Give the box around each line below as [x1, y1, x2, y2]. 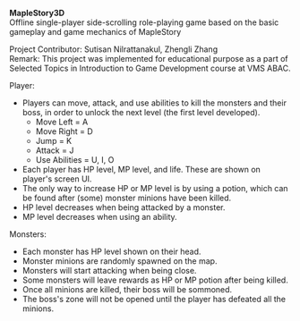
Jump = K [35, 136, 73, 146]
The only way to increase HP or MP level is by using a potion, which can [21, 183, 288, 193]
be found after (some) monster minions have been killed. [21, 192, 232, 203]
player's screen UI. [21, 173, 92, 184]
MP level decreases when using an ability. [21, 212, 177, 222]
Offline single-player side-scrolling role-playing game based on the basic [9, 17, 279, 28]
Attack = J [35, 145, 74, 156]
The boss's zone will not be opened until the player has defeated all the [21, 294, 287, 304]
